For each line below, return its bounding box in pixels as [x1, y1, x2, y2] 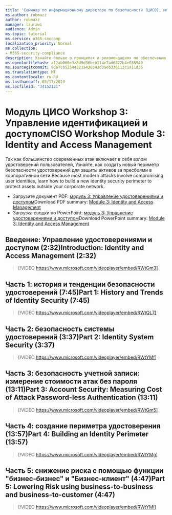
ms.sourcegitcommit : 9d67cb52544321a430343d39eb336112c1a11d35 [5, 65, 143, 70]
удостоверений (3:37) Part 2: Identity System [5, 333, 154, 341]
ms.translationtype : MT [5, 70, 56, 75]
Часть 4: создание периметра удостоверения [5, 422, 161, 431]
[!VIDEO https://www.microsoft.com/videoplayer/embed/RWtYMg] [17, 451, 158, 457]
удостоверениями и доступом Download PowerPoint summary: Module [12, 215, 165, 221]
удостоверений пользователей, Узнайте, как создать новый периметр [5, 161, 159, 168]
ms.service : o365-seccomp [5, 36, 60, 42]
